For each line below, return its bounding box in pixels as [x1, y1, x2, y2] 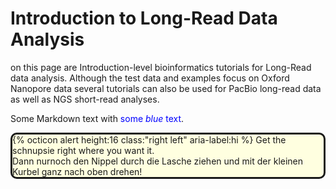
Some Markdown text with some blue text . [10, 112, 185, 124]
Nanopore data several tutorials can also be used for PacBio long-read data [10, 82, 322, 94]
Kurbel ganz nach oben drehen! [12, 165, 143, 177]
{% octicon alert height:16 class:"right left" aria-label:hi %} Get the [12, 133, 287, 146]
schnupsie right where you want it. [12, 144, 155, 156]
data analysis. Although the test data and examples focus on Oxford [10, 72, 290, 84]
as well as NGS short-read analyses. [10, 93, 160, 105]
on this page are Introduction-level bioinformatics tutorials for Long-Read [10, 61, 312, 73]
